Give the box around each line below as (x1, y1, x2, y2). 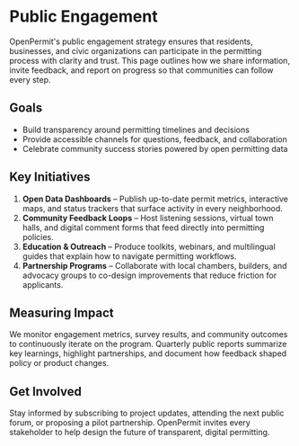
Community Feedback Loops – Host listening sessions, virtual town (22, 212, 274, 223)
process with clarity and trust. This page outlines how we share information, (9, 55, 290, 66)
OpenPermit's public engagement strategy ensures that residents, (9, 36, 253, 47)
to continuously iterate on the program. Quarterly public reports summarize (9, 339, 287, 350)
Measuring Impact (9, 305, 114, 320)
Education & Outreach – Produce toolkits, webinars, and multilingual (22, 241, 276, 252)
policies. (22, 231, 54, 242)
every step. (9, 74, 51, 85)
